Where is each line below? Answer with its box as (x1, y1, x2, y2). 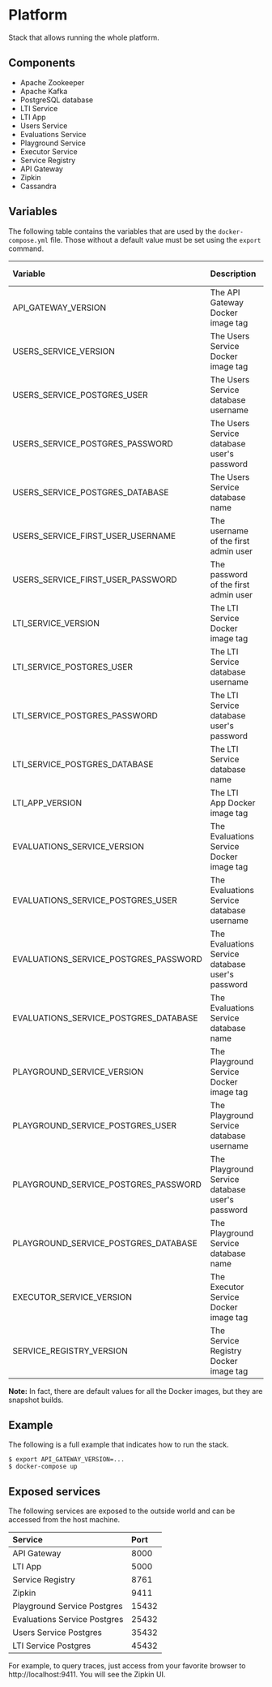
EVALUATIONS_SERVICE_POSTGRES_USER (12, 895, 178, 906)
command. (8, 244, 45, 253)
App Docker (210, 797, 256, 809)
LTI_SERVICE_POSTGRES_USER (12, 661, 134, 672)
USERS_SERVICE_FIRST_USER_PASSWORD (12, 574, 177, 585)
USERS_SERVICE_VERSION (12, 345, 116, 356)
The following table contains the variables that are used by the (8, 226, 217, 236)
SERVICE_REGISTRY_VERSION (12, 1345, 128, 1357)
